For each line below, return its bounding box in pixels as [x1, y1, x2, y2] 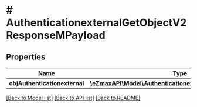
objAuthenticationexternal [9, 79, 84, 87]
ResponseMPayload [6, 29, 106, 42]
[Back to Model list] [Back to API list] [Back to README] [6, 95, 141, 101]
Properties [6, 52, 46, 62]
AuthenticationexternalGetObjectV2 [6, 16, 187, 29]
